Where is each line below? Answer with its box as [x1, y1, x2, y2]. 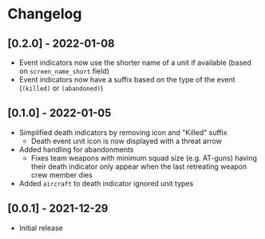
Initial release [18, 223, 63, 233]
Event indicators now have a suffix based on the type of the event [18, 75, 236, 84]
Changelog [7, 5, 82, 23]
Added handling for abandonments [18, 145, 134, 154]
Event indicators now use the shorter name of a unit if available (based [18, 58, 252, 67]
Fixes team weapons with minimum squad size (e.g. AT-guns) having [30, 153, 257, 162]
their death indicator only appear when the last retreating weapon [30, 161, 247, 171]
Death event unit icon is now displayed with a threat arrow [30, 136, 223, 145]
